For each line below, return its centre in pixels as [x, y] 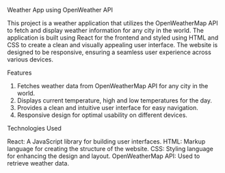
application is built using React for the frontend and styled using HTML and [113, 38]
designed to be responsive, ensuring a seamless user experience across [109, 52]
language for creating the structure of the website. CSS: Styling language [110, 149]
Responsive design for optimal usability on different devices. [102, 115]
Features [19, 72]
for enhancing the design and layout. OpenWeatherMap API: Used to [104, 156]
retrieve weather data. [38, 163]
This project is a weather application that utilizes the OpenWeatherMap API [112, 23]
